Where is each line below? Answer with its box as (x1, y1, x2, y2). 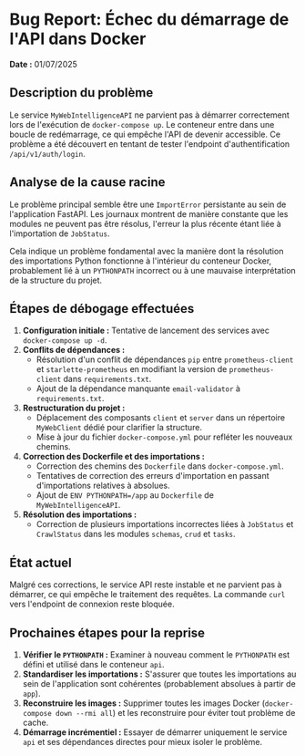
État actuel (9, 554, 72, 570)
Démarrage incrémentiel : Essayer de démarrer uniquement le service (22, 727, 288, 738)
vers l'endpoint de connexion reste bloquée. (9, 598, 175, 610)
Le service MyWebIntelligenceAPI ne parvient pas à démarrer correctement (9, 109, 290, 120)
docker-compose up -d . (22, 335, 107, 346)
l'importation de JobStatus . (9, 228, 110, 239)
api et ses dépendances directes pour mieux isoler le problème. (22, 737, 262, 747)
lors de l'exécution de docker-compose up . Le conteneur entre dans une (9, 119, 275, 129)
